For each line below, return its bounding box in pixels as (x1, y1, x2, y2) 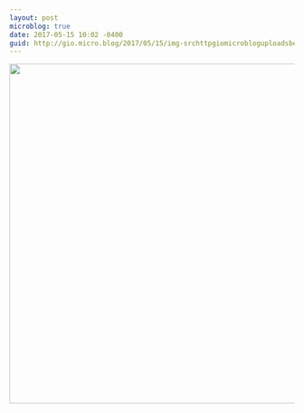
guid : (9, 38, 30, 48)
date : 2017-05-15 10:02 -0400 (9, 30, 124, 39)
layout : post (9, 13, 59, 23)
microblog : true (9, 22, 71, 31)
